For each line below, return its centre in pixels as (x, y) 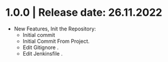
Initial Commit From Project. (56, 41)
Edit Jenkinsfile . (42, 53)
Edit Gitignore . (41, 47)
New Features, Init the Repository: (55, 29)
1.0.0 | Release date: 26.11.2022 (84, 13)
